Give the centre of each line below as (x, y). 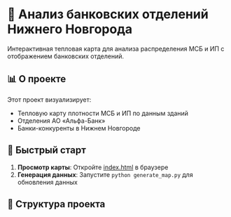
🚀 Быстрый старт (47, 150)
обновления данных (48, 182)
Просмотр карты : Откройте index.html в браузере (93, 167)
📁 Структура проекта (56, 204)
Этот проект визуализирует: (49, 99)
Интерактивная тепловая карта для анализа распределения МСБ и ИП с (116, 48)
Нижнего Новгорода (70, 29)
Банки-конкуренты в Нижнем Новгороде (79, 128)
